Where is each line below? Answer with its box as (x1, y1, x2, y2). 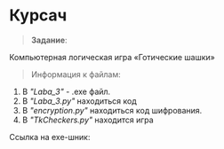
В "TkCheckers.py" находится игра (21, 114, 154, 125)
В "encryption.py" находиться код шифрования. (21, 105, 203, 115)
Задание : (30, 35, 68, 45)
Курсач (9, 5, 68, 26)
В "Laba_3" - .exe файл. (21, 86, 111, 97)
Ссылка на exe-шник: (9, 131, 91, 142)
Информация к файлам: (30, 68, 122, 80)
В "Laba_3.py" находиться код (21, 95, 138, 106)
